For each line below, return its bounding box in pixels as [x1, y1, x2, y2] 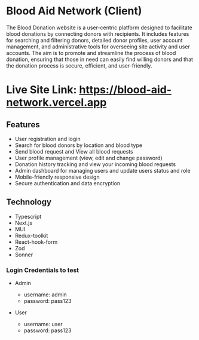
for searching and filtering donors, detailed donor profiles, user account [6, 36, 183, 44]
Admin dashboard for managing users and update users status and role [14, 167, 191, 174]
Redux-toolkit [14, 232, 48, 239]
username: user [23, 321, 63, 328]
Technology [6, 197, 52, 207]
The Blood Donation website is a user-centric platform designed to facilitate [6, 24, 192, 31]
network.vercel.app [6, 96, 107, 109]
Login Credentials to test [6, 266, 79, 274]
